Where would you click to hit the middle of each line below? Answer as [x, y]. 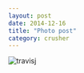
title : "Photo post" [43, 30]
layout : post [30, 16]
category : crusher [39, 38]
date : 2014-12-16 [37, 23]
